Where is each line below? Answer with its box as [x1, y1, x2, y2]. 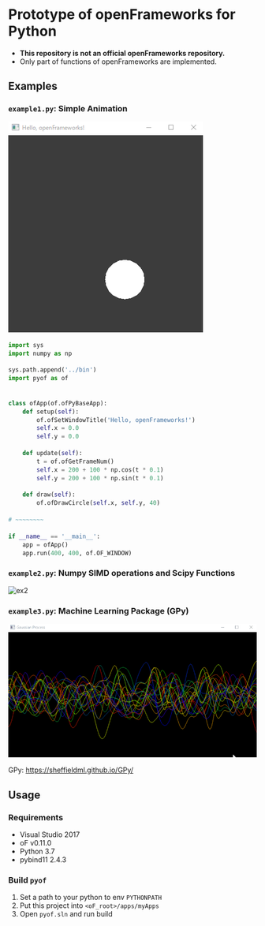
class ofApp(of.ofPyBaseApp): [8, 399, 108, 407]
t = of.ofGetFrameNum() [36, 457, 114, 465]
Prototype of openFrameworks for [8, 6, 236, 24]
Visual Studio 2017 [19, 830, 80, 839]
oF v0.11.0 [19, 838, 52, 848]
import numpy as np [8, 349, 73, 357]
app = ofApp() [22, 540, 69, 549]
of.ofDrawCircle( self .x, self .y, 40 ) [36, 499, 160, 507]
